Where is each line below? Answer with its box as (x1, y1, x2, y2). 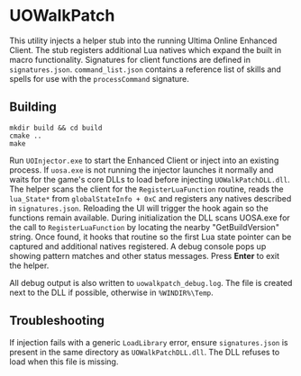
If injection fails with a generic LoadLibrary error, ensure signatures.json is (9, 336, 288, 347)
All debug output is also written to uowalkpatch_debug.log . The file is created (9, 277, 293, 288)
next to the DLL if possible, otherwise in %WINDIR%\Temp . (9, 287, 214, 298)
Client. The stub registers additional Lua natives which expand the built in (9, 44, 282, 55)
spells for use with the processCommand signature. (9, 73, 189, 84)
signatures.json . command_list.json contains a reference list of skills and (9, 64, 282, 75)
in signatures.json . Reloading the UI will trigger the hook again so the (9, 202, 269, 213)
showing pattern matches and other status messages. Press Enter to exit (9, 250, 280, 261)
